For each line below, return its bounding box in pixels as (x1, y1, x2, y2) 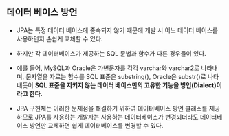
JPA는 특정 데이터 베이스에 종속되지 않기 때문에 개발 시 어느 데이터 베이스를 (16, 26, 218, 34)
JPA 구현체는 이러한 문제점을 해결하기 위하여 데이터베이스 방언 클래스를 (16, 104, 208, 112)
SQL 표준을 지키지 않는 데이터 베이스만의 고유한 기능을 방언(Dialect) (34, 81, 217, 89)
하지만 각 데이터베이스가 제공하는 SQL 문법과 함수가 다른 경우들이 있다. (16, 49, 207, 57)
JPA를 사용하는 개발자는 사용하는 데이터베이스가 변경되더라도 (34, 113, 199, 121)
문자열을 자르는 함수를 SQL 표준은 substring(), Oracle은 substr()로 (25, 72, 207, 80)
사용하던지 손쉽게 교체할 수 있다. (16, 34, 103, 43)
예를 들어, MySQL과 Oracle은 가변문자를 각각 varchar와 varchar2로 (16, 64, 200, 72)
